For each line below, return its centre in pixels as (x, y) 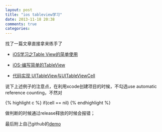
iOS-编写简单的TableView (39, 65)
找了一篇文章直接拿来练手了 (34, 44)
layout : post (19, 10)
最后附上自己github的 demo (33, 124)
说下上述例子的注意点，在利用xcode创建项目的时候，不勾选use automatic (81, 87)
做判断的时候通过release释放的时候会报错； (50, 113)
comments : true (21, 24)
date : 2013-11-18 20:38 (30, 19)
